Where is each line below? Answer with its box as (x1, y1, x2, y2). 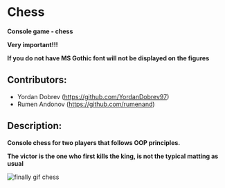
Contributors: (7, 74, 67, 86)
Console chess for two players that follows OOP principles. (7, 138, 181, 146)
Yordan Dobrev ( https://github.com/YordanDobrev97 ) (17, 92, 170, 101)
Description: (7, 120, 62, 132)
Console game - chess (7, 27, 73, 35)
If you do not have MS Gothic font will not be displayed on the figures (7, 53, 210, 62)
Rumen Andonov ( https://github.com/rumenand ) (17, 100, 155, 108)
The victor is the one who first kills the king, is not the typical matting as (7, 152, 219, 160)
